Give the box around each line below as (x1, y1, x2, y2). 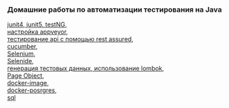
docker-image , (7, 79, 49, 87)
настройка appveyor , (7, 28, 68, 36)
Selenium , (7, 50, 36, 58)
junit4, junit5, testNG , (7, 21, 67, 29)
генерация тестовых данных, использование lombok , (7, 64, 165, 73)
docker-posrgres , (7, 86, 57, 94)
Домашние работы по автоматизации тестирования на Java (7, 5, 223, 14)
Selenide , (7, 57, 35, 65)
